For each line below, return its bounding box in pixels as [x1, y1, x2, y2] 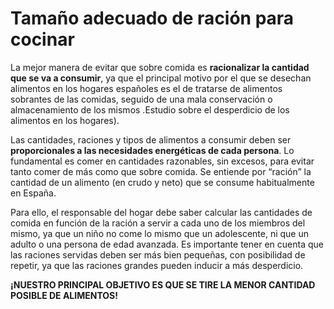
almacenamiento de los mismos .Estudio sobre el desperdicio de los [10, 103, 290, 116]
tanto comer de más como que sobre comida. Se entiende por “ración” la [10, 165, 312, 177]
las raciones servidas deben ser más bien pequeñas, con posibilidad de [10, 248, 306, 261]
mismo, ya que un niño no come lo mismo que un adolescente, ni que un [10, 227, 310, 239]
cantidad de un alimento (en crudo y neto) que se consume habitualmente [10, 176, 315, 188]
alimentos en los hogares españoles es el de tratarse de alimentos [10, 82, 283, 94]
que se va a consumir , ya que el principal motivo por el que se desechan [10, 72, 312, 84]
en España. [10, 187, 57, 199]
